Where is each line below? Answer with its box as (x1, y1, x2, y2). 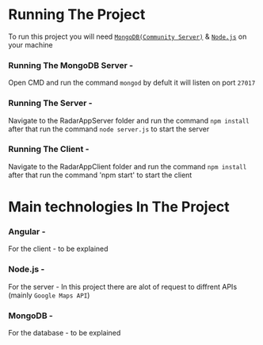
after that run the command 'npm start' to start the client (8, 170, 192, 180)
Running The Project (8, 6, 146, 24)
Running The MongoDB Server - (8, 59, 134, 70)
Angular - (8, 226, 46, 237)
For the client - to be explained (8, 244, 109, 254)
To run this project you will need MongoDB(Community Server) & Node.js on (8, 32, 247, 41)
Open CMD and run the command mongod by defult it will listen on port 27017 (8, 78, 256, 88)
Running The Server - (8, 97, 93, 108)
